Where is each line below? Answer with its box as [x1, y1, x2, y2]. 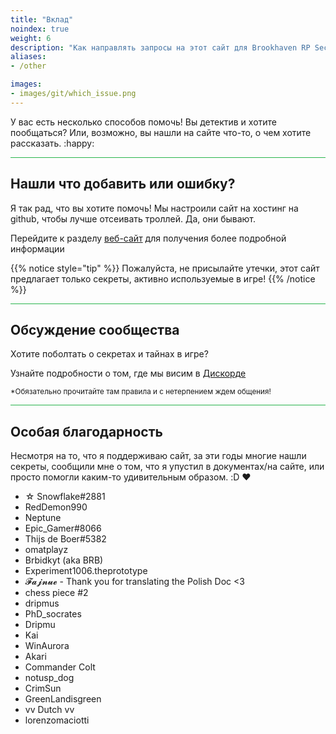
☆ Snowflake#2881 [24, 491, 106, 503]
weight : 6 [10, 33, 52, 43]
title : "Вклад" [10, 14, 74, 25]
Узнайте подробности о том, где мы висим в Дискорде [10, 367, 247, 380]
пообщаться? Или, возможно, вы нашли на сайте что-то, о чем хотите [10, 126, 312, 138]
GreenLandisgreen [24, 693, 102, 705]
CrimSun [24, 682, 62, 695]
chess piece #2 [24, 587, 89, 599]
